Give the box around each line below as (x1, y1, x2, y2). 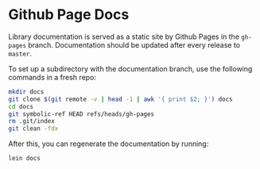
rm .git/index (8, 117, 56, 125)
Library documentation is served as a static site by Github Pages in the (8, 32, 240, 41)
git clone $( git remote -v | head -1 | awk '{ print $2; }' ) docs (8, 95, 233, 103)
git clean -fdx (8, 125, 59, 133)
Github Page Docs (8, 6, 130, 24)
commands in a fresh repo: (8, 72, 97, 82)
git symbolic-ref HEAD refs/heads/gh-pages (8, 109, 155, 118)
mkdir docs (8, 87, 45, 96)
